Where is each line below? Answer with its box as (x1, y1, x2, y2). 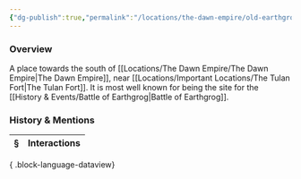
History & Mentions (9, 114, 96, 126)
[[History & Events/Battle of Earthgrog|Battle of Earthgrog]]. (9, 91, 229, 102)
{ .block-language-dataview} (9, 159, 116, 170)
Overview (9, 42, 53, 55)
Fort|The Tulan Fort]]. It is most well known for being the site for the (9, 81, 259, 92)
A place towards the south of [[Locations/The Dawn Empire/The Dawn (9, 63, 269, 73)
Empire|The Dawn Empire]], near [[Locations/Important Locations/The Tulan (9, 72, 291, 83)
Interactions (28, 137, 81, 149)
